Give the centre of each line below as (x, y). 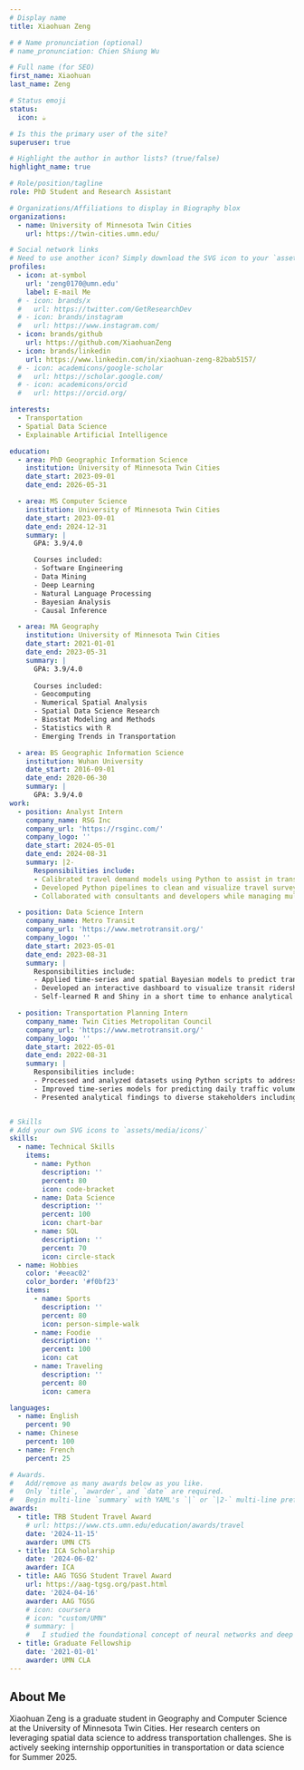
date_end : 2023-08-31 (66, 954)
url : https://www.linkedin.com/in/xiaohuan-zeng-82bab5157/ (141, 359)
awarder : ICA (50, 1568)
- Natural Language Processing (92, 593)
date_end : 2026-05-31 (66, 485)
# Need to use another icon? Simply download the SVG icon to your (139, 258)
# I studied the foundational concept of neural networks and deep (160, 1635)
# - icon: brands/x (54, 300)
